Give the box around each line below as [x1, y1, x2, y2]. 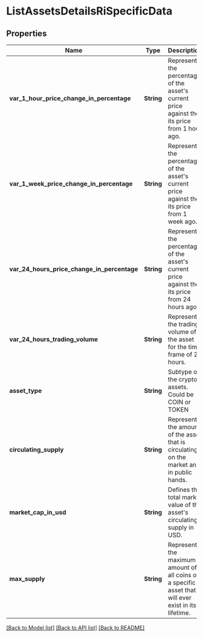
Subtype [168, 367, 192, 376]
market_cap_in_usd [9, 508, 66, 516]
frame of [168, 351, 193, 358]
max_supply [9, 575, 45, 583]
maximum [168, 556, 196, 564]
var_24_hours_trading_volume [9, 335, 98, 343]
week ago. [168, 218, 198, 225]
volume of [168, 328, 196, 336]
